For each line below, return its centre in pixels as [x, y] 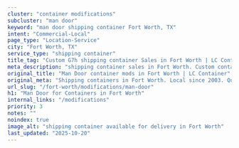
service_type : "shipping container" [62, 54]
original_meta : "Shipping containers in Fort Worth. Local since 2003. [116, 80]
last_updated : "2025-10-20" [49, 133]
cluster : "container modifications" [62, 14]
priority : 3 [25, 107]
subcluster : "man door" [43, 21]
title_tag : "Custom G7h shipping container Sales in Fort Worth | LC [113, 60]
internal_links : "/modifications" [59, 100]
